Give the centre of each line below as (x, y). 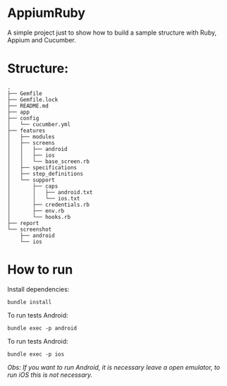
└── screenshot (30, 229)
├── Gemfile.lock (33, 99)
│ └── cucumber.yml (39, 124)
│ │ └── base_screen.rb (49, 161)
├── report (23, 223)
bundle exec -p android (42, 328)
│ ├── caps (33, 186)
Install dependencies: (38, 289)
